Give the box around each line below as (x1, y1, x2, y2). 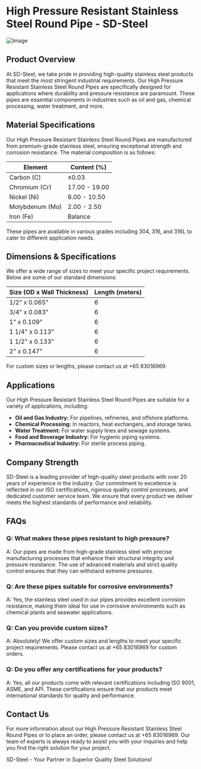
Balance (67, 212, 91, 220)
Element (23, 163, 48, 171)
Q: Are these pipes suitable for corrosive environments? (6, 582, 173, 591)
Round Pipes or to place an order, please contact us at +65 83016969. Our (6, 732, 190, 739)
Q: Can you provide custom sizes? (6, 623, 108, 632)
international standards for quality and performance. (6, 691, 136, 699)
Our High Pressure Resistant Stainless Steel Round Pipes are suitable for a (6, 396, 190, 403)
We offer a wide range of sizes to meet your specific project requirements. (6, 267, 190, 275)
